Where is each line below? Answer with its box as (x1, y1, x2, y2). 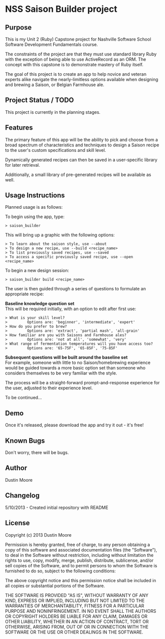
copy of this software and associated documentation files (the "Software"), (5, 547, 158, 552)
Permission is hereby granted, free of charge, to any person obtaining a (5, 542, 150, 548)
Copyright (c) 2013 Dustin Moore (5, 532, 72, 538)
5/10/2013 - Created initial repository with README (5, 504, 108, 510)
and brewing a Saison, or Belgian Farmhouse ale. (5, 82, 104, 88)
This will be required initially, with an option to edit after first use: (5, 306, 136, 312)
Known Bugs (5, 436, 45, 445)
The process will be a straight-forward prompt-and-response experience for (5, 380, 160, 386)
